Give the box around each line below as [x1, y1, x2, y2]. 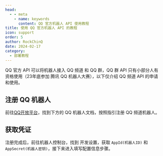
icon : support [5, 30, 35, 35]
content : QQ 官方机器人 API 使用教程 [18, 21, 89, 26]
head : [5, 7, 16, 12]
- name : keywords [14, 16, 50, 21]
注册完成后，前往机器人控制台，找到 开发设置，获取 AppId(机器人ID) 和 [5, 139, 148, 145]
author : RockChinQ [5, 39, 43, 44]
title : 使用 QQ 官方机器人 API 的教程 [5, 26, 78, 31]
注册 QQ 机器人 [5, 95, 51, 104]
